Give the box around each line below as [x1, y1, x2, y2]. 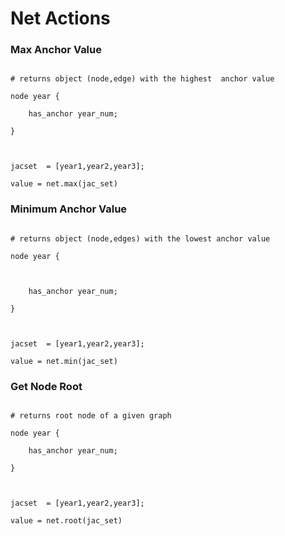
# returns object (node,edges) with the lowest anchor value [10, 233, 271, 244]
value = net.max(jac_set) [10, 179, 118, 189]
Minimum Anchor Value [10, 202, 128, 216]
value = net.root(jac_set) [10, 516, 123, 526]
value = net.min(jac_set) [10, 356, 118, 366]
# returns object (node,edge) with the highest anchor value [10, 74, 275, 84]
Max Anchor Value [10, 43, 102, 57]
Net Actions [10, 7, 111, 30]
